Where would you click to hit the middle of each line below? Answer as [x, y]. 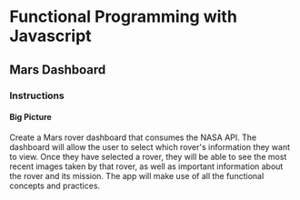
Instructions [37, 95]
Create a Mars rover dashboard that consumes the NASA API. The [133, 137]
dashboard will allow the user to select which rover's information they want [150, 146]
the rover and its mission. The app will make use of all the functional [137, 175]
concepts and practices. [55, 185]
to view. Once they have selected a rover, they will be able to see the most [148, 156]
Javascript [51, 36]
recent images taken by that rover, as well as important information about [146, 166]
